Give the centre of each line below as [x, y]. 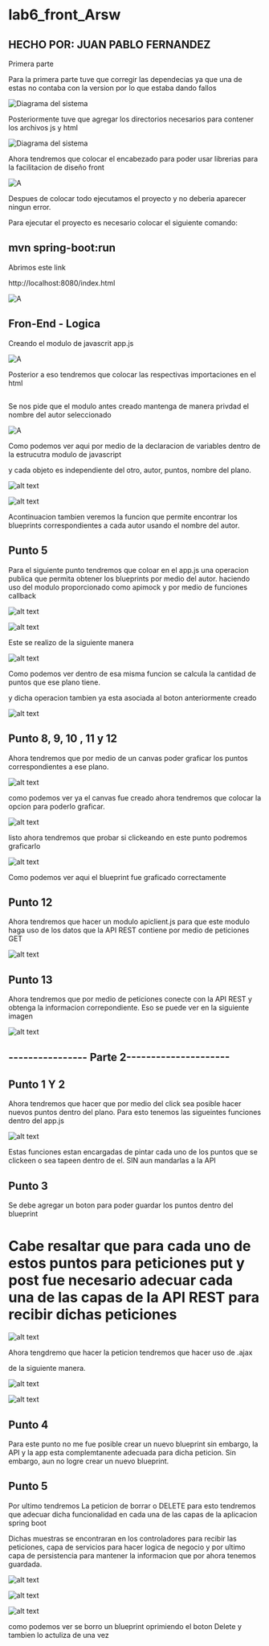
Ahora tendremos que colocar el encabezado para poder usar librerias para [133, 159]
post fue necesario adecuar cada [121, 1280]
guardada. [25, 1564]
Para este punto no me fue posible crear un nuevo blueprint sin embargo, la [133, 1444]
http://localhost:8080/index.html [62, 282]
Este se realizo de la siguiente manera [71, 642]
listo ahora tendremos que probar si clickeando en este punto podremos [128, 837]
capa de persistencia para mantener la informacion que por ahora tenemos [132, 1555]
